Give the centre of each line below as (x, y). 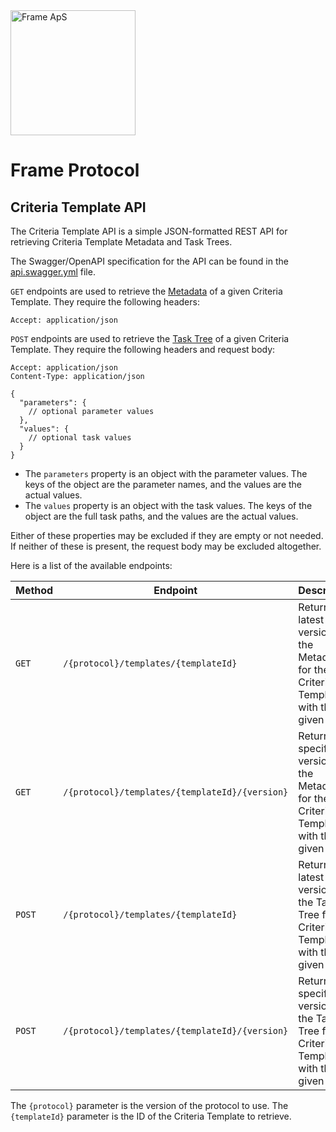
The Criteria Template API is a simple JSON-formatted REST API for (149, 231)
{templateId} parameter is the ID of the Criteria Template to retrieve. (151, 1116)
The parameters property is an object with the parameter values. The (166, 473)
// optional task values (80, 438)
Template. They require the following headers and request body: (143, 349)
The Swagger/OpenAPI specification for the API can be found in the (149, 261)
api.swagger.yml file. (53, 272)
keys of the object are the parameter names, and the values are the (163, 484)
